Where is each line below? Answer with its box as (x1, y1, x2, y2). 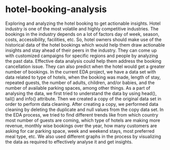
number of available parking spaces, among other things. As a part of (5, 85, 151, 91)
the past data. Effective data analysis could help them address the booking (5, 58, 161, 64)
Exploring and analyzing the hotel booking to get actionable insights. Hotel (5, 20, 161, 26)
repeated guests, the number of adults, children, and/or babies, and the (5, 80, 155, 86)
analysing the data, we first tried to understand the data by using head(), (5, 90, 157, 96)
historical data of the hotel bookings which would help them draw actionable (5, 42, 165, 48)
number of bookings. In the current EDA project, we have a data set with (5, 68, 156, 74)
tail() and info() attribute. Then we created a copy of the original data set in (5, 95, 161, 102)
